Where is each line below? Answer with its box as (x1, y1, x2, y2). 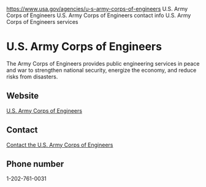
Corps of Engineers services (6, 18, 78, 25)
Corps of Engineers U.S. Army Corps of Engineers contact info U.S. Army (6, 12, 191, 19)
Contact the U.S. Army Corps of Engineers (6, 141, 113, 148)
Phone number (6, 159, 64, 169)
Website (6, 91, 39, 101)
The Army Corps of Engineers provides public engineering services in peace (6, 59, 200, 67)
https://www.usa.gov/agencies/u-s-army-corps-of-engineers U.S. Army (6, 6, 188, 12)
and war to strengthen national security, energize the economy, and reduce (6, 66, 197, 74)
